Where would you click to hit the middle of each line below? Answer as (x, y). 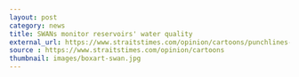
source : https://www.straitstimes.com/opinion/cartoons (117, 50)
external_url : (36, 42)
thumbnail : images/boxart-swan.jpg (75, 58)
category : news (37, 26)
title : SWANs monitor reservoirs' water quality (101, 34)
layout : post (33, 17)
